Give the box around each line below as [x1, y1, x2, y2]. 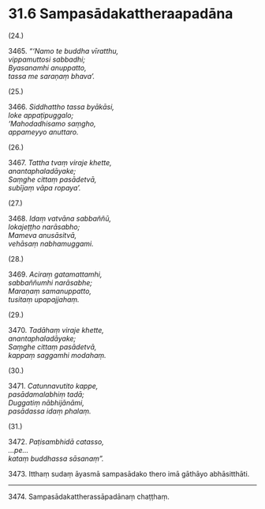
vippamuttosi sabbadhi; [8, 55, 85, 64]
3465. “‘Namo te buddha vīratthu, [8, 46, 119, 55]
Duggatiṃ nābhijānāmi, [8, 398, 85, 407]
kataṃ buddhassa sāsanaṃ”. [8, 454, 104, 463]
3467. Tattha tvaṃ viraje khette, [8, 157, 112, 167]
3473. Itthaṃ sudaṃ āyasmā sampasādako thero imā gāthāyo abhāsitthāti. [8, 469, 250, 478]
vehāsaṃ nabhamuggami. [8, 239, 95, 248]
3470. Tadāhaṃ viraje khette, [8, 325, 105, 334]
